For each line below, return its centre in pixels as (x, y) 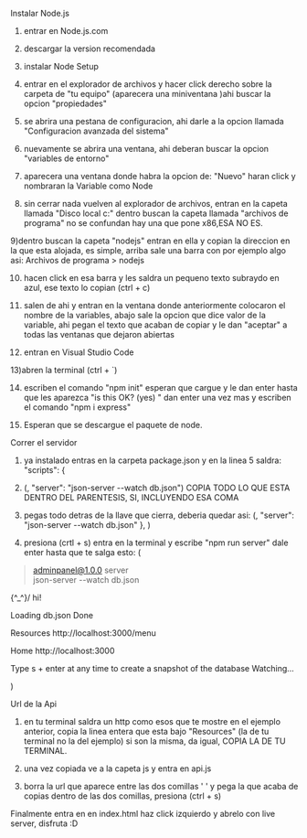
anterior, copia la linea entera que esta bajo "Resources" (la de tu (146, 731)
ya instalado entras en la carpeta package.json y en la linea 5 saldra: (153, 460)
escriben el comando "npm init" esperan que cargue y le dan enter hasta (160, 387)
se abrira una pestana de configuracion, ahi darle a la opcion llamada (153, 121)
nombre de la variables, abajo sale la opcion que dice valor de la (144, 315)
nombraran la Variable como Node (88, 186)
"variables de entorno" (66, 158)
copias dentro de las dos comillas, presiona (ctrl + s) (122, 796)
